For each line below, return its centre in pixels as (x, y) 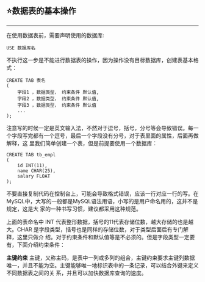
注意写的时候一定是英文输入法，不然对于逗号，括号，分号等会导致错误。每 (100, 128)
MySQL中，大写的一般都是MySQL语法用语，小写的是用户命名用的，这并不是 (102, 201)
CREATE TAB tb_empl (31, 154)
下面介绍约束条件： (41, 244)
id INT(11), (32, 165)
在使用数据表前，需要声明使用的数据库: (56, 35)
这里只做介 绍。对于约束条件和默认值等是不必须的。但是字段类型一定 (103, 237)
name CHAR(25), (37, 171)
